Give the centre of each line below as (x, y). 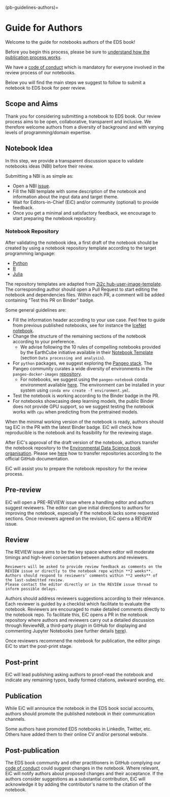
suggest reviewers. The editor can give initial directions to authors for (78, 507)
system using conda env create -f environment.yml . (75, 390)
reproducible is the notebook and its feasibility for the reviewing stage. (79, 432)
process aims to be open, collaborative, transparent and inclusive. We (78, 121)
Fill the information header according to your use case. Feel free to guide (89, 320)
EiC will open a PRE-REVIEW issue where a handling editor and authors (79, 502)
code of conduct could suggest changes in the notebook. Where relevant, (82, 768)
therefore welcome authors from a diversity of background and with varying (84, 127)
